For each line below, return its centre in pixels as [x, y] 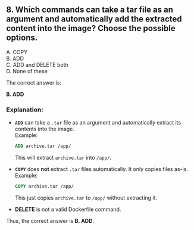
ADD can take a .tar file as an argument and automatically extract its [98, 123]
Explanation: [25, 110]
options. [22, 38]
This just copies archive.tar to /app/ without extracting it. [86, 198]
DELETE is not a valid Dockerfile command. [68, 209]
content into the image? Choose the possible [91, 28]
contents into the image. [44, 129]
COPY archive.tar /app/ [44, 186]
